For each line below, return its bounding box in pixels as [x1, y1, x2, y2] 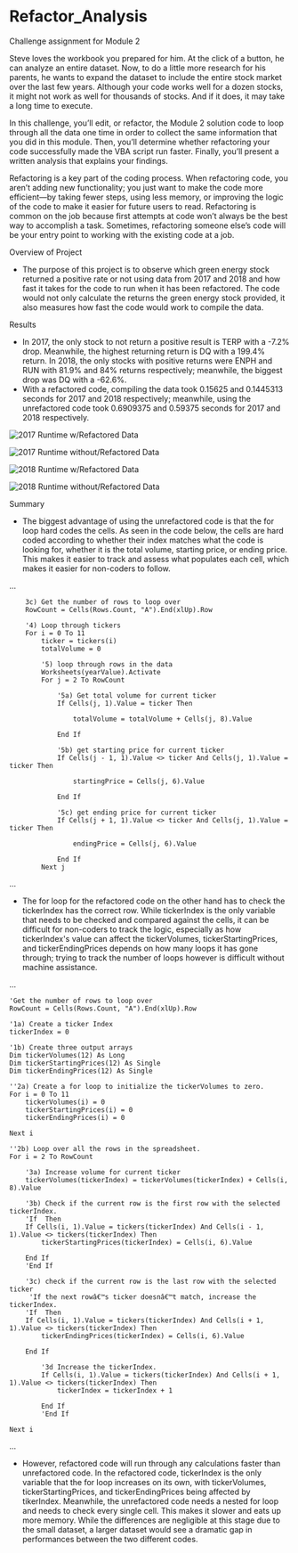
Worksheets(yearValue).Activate [41, 667, 162, 676]
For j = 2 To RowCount [41, 675, 125, 684]
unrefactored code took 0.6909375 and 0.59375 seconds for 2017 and [21, 403, 281, 413]
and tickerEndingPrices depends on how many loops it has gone [21, 943, 259, 953]
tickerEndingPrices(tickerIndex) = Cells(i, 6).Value [41, 1331, 245, 1340]
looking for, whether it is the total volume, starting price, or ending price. [21, 544, 287, 554]
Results [9, 319, 37, 330]
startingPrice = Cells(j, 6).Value [72, 777, 205, 786]
